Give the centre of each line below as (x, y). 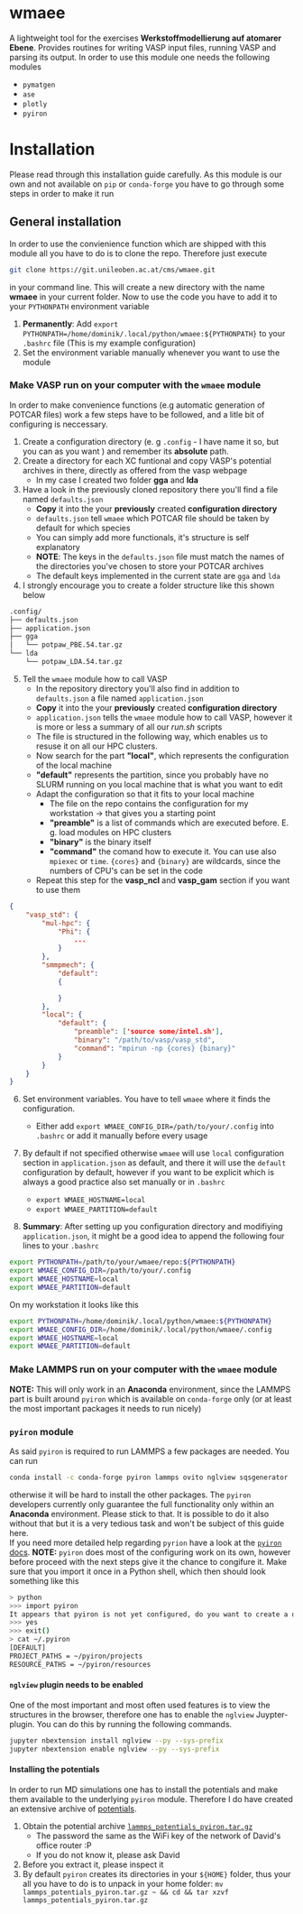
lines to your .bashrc (60, 1246)
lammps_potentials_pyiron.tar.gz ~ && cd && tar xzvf (125, 1892)
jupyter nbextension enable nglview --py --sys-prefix (115, 1749)
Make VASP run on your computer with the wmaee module (135, 385)
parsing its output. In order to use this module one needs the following (140, 57)
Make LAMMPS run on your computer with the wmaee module (143, 1369)
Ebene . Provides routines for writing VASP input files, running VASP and (143, 47)
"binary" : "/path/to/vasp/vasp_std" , (145, 1040)
